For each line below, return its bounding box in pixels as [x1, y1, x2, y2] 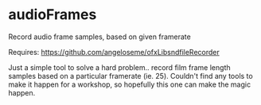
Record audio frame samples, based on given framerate [8, 32, 191, 41]
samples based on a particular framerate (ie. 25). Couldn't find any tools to [8, 71, 253, 80]
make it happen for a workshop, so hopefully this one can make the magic [8, 80, 251, 89]
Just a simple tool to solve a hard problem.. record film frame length [8, 62, 231, 72]
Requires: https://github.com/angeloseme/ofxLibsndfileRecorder [8, 47, 220, 56]
